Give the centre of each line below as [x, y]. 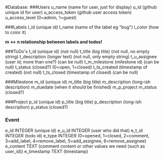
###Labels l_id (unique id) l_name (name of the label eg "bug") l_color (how [82, 27]
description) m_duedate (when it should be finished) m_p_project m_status [81, 87]
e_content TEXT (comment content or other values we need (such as [75, 146]
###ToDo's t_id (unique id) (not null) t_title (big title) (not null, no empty [77, 51]
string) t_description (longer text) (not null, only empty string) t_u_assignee [81, 57]
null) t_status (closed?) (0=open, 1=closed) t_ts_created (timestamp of [76, 67]
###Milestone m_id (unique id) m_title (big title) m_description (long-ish [78, 82]
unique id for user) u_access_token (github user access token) [68, 12]
